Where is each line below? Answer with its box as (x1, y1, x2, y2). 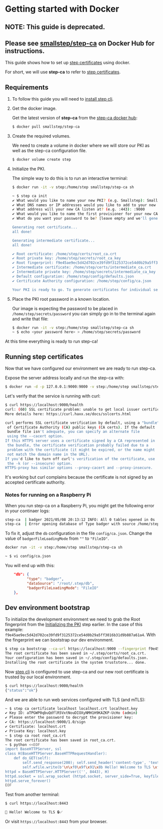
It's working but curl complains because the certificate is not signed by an (5, 474, 153, 480)
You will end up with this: (5, 563, 55, 569)
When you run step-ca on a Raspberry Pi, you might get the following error (5, 502, 154, 508)
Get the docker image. (12, 105, 57, 111)
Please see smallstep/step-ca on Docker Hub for (5, 39, 155, 47)
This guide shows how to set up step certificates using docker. (5, 60, 130, 66)
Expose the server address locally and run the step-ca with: (5, 375, 125, 381)
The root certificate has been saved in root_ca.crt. (5, 738, 116, 743)
